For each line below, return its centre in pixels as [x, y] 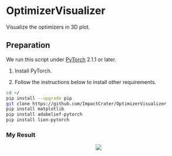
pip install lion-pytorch [38, 120]
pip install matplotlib [35, 109]
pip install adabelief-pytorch [44, 115]
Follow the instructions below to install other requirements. [85, 82]
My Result [21, 134]
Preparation [28, 45]
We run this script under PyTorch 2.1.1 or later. [61, 59]
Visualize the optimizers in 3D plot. [48, 27]
